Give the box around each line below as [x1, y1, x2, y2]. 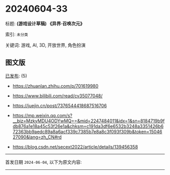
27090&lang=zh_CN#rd [12, 134, 62, 140]
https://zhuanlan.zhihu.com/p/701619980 [12, 83, 99, 89]
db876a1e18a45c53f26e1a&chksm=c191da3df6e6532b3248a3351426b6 [12, 123, 164, 129]
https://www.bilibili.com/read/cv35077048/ [12, 92, 103, 99]
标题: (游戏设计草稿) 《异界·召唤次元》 [5, 20, 85, 26]
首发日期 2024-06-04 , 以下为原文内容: [5, 159, 82, 165]
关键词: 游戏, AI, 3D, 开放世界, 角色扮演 [5, 42, 86, 48]
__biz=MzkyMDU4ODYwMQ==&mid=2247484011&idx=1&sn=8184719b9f [12, 118, 165, 124]
